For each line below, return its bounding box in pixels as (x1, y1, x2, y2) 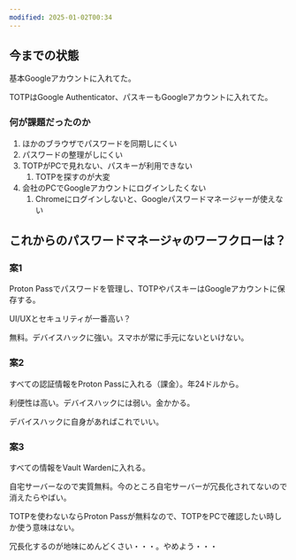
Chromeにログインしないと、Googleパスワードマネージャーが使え (34, 193, 276, 204)
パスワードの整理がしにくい (21, 149, 124, 159)
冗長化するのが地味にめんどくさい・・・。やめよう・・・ (9, 541, 218, 552)
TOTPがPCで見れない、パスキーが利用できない (21, 160, 193, 171)
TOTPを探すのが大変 (34, 171, 110, 182)
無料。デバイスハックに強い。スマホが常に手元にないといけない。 (9, 332, 249, 343)
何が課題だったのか (9, 116, 91, 128)
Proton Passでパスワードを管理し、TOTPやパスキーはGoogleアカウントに (9, 284, 278, 294)
